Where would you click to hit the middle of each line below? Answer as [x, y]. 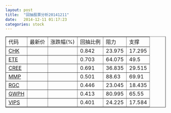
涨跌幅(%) [63, 42]
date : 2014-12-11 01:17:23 [36, 19]
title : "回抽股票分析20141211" [37, 15]
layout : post [19, 10]
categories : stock [25, 24]
